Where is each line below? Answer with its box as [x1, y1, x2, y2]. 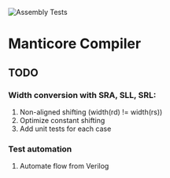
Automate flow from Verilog [19, 162, 109, 171]
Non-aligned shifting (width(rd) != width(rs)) [19, 107, 163, 117]
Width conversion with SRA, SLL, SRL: [8, 89, 157, 100]
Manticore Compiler [8, 35, 142, 53]
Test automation [8, 143, 72, 154]
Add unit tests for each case [19, 124, 112, 133]
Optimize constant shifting [19, 115, 105, 125]
